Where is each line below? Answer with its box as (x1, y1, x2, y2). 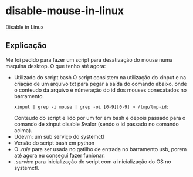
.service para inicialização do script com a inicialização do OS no (13, 158, 171, 165)
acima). (13, 126, 33, 133)
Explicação (5, 41, 47, 51)
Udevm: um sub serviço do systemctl (13, 133, 104, 140)
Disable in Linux (5, 24, 44, 31)
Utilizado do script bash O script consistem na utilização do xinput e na (13, 74, 187, 81)
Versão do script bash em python (13, 139, 95, 146)
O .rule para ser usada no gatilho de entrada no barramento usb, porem (13, 145, 187, 152)
